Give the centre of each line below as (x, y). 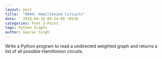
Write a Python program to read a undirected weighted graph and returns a (81, 46)
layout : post (19, 10)
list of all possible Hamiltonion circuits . (44, 51)
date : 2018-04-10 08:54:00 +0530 (42, 19)
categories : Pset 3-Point (32, 23)
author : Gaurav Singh (27, 32)
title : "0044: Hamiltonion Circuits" (45, 14)
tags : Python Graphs (26, 28)
